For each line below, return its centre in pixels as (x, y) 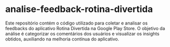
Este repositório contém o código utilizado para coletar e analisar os (77, 23)
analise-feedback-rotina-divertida (79, 9)
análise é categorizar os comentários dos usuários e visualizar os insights (82, 33)
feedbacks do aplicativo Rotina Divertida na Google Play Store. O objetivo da (85, 28)
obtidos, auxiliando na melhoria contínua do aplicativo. (62, 39)
